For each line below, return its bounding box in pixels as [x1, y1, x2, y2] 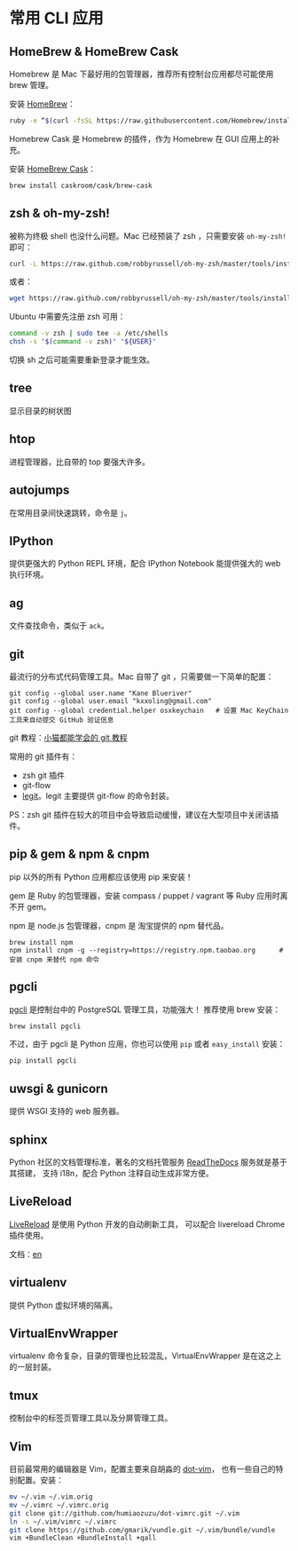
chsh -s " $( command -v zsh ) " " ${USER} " [9, 337, 157, 346]
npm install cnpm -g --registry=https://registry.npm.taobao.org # [9, 946, 284, 954]
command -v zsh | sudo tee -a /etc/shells [9, 329, 169, 338]
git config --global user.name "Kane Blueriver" [9, 689, 192, 698]
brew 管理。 [9, 80, 53, 90]
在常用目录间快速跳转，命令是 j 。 [9, 507, 133, 518]
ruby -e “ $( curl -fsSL [9, 116, 93, 125]
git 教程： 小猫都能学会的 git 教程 [9, 732, 128, 742]
